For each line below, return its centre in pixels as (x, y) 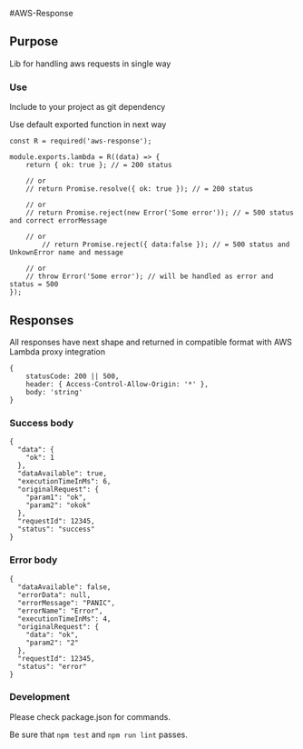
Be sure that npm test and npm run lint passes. (98, 734)
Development (40, 697)
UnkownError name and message (67, 253)
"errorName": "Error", (60, 611)
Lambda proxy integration (58, 351)
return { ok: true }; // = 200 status (99, 165)
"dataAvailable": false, (64, 587)
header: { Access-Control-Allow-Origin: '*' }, (117, 384)
